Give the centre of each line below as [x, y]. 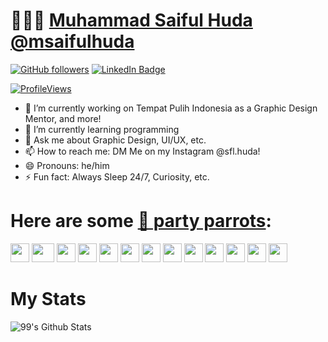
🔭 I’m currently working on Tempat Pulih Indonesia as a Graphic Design [171, 108]
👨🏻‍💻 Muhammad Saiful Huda [131, 20]
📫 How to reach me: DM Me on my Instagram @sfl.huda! [142, 151]
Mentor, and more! [63, 118]
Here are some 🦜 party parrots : [141, 221]
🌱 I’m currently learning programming [102, 129]
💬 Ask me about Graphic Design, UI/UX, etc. [115, 140]
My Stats [48, 299]
